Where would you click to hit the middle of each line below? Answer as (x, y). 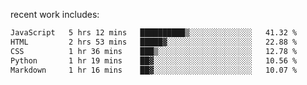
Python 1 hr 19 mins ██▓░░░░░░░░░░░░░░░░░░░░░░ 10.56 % (154, 60)
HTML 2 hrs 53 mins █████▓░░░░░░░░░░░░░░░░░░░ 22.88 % (154, 42)
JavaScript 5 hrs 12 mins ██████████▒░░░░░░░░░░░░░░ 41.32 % (154, 33)
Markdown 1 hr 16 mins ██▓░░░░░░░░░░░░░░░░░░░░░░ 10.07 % (154, 70)
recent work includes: (55, 14)
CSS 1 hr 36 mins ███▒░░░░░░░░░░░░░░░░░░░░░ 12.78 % (154, 51)
